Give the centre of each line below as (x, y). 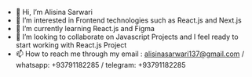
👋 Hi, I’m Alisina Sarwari (54, 12)
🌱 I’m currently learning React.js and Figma (85, 28)
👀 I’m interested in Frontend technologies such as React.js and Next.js (128, 20)
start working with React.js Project (71, 45)
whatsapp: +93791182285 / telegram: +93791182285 (100, 65)
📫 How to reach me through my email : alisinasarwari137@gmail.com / (130, 54)
